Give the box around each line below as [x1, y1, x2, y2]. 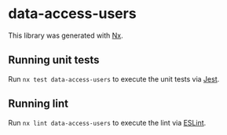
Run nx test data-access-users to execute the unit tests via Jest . [8, 74, 220, 83]
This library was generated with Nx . [8, 31, 123, 40]
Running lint [8, 97, 69, 111]
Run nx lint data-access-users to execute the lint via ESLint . [8, 118, 207, 127]
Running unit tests [8, 53, 100, 67]
